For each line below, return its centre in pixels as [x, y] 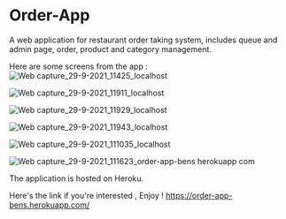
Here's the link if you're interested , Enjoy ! [86, 195]
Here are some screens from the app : [78, 66]
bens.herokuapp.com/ [50, 205]
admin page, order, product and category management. [111, 49]
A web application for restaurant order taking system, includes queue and [143, 40]
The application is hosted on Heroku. [77, 178]
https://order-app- [199, 195]
